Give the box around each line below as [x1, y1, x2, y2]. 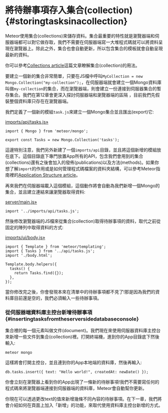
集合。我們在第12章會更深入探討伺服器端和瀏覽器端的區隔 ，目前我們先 [9, 91, 156, 98]
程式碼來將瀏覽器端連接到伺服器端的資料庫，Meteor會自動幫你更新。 [5, 385, 147, 391]
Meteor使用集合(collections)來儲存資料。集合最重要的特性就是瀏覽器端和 [5, 33, 155, 39]
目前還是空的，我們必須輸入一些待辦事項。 [13, 295, 101, 301]
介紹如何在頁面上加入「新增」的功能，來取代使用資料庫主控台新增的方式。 [9, 402, 163, 408]
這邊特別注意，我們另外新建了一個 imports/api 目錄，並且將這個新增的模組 [5, 147, 157, 153]
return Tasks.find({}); [14, 270, 64, 275]
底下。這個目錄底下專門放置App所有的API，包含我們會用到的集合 [9, 153, 143, 159]
